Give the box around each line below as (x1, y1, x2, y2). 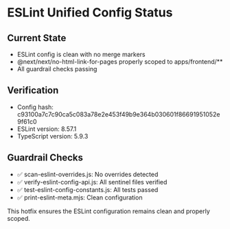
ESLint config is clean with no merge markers (16, 50, 146, 58)
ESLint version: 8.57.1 (16, 125, 77, 133)
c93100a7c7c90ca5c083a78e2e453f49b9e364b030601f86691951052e (16, 110, 220, 118)
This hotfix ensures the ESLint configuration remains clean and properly (7, 207, 211, 215)
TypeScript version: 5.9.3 (16, 132, 89, 140)
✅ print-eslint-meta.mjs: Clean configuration (16, 193, 143, 202)
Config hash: (16, 103, 54, 111)
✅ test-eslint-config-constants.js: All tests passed (16, 185, 159, 193)
